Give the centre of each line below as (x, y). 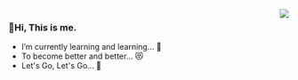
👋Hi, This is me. (43, 28)
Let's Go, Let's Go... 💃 (61, 66)
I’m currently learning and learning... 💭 (91, 47)
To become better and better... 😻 (82, 56)
